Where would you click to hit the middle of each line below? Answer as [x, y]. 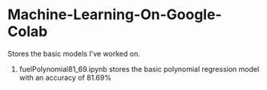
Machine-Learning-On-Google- [115, 15]
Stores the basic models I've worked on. [74, 53]
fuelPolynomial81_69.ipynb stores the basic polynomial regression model [139, 68]
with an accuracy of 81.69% [65, 77]
